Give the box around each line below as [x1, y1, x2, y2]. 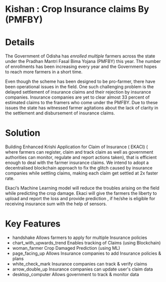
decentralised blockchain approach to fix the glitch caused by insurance [5, 165, 153, 171]
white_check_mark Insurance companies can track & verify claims [12, 261, 148, 267]
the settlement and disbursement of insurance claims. [5, 110, 115, 116]
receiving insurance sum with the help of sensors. [5, 201, 108, 207]
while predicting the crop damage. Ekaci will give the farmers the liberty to [5, 190, 157, 196]
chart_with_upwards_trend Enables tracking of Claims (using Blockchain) [12, 240, 161, 246]
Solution [5, 127, 41, 139]
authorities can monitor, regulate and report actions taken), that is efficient [5, 155, 157, 161]
